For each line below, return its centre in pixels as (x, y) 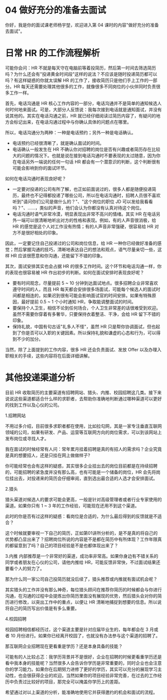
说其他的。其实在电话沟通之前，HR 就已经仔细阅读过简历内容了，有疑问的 (81, 115)
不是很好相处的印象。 (39, 232)
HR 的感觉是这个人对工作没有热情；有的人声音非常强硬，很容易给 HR (83, 226)
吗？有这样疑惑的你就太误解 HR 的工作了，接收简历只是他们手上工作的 (77, 80)
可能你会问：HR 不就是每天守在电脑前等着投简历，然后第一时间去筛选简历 (81, 68)
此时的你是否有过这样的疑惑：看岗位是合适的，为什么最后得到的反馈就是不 (81, 516)
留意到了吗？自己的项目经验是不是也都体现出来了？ (66, 545)
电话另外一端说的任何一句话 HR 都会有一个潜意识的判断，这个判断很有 (88, 162)
